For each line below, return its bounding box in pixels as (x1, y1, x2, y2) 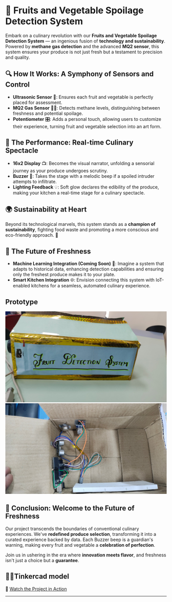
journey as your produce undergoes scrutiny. (12, 168, 108, 174)
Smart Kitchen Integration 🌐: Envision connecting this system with (12, 277, 155, 283)
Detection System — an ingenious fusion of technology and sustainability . (5, 38, 165, 44)
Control (5, 80, 30, 89)
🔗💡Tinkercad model (5, 572, 70, 581)
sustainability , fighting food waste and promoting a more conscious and (5, 226, 159, 233)
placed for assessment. (12, 99, 62, 106)
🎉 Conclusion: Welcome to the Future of (5, 504, 135, 513)
